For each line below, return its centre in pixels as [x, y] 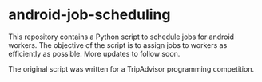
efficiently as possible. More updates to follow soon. [94, 53]
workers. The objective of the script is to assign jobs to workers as [118, 45]
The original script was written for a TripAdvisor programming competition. [131, 68]
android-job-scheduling [89, 15]
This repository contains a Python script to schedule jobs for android [121, 37]
